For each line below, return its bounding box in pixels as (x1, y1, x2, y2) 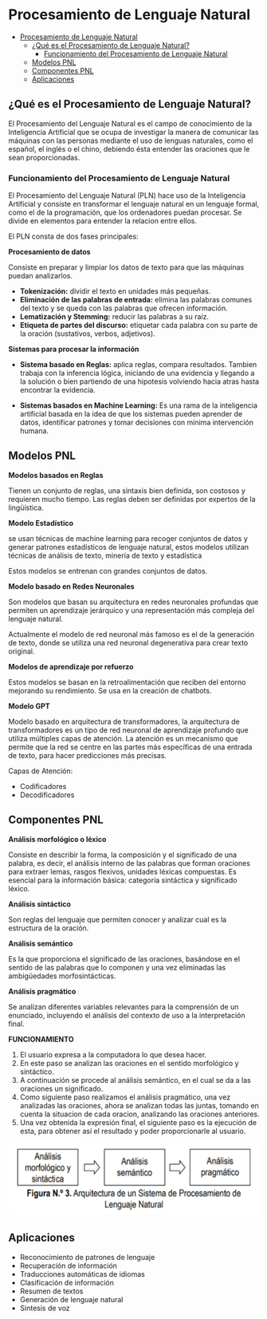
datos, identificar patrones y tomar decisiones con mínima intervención (19, 417, 253, 428)
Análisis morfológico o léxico (8, 834, 107, 843)
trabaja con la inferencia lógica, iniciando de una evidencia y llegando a (19, 369, 255, 378)
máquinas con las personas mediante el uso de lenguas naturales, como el (8, 136, 253, 145)
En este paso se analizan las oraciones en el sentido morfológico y (19, 1058, 239, 1068)
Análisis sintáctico (8, 899, 72, 909)
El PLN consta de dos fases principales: (8, 231, 139, 241)
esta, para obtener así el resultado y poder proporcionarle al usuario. (19, 1126, 246, 1135)
